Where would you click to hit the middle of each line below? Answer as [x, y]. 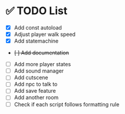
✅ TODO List [37, 11]
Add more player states [42, 64]
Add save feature [35, 91]
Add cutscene [31, 77]
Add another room [36, 97]
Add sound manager [39, 71]
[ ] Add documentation [41, 53]
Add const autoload [38, 27]
